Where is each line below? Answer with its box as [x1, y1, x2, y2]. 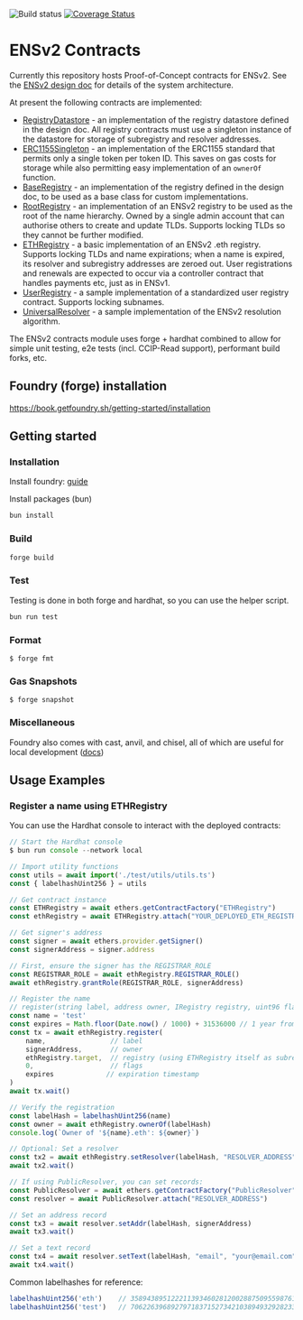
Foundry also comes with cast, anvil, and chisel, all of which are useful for [9, 736, 284, 748]
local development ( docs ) [9, 746, 105, 757]
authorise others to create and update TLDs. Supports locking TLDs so [22, 219, 286, 230]
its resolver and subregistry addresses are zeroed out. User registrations [22, 258, 293, 269]
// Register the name [9, 994, 91, 1003]
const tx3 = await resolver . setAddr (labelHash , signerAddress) [9, 1219, 252, 1228]
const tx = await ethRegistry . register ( [9, 1028, 164, 1037]
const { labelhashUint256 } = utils [9, 879, 147, 888]
